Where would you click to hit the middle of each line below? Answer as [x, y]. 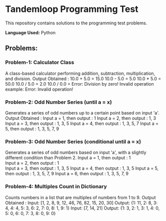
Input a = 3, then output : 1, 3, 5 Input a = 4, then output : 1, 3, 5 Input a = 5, [82, 168]
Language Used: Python [30, 32]
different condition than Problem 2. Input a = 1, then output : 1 [68, 158]
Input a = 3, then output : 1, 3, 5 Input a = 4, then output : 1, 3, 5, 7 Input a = [82, 123]
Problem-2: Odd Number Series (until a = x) [59, 102]
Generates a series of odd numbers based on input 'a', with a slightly [76, 152]
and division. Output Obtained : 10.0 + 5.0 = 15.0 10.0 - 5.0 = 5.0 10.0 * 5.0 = [83, 79]
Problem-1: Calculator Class [40, 62]
